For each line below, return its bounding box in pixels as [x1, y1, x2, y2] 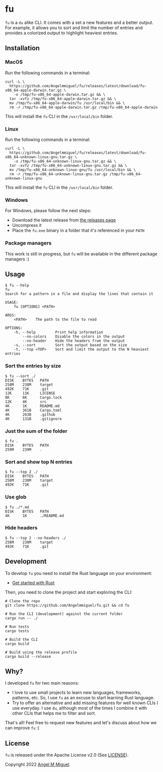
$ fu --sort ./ [5, 374, 36, 378]
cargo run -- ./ [5, 615, 38, 620]
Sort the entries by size [5, 362, 61, 369]
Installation [5, 44, 40, 52]
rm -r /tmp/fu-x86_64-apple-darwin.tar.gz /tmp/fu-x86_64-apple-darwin [9, 105, 158, 110]
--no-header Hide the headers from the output [22, 338, 125, 343]
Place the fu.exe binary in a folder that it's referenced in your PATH [12, 228, 145, 234]
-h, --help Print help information [14, 330, 104, 335]
